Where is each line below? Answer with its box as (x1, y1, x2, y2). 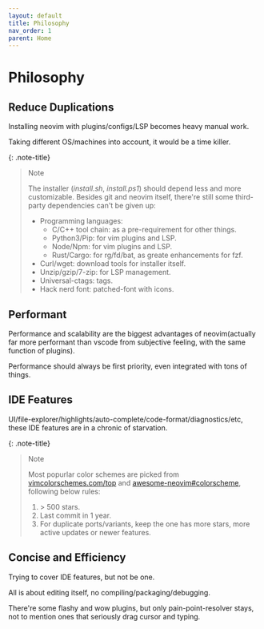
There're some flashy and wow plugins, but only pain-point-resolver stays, (8, 603, 254, 613)
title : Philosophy (8, 19, 70, 27)
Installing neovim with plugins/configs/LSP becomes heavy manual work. (8, 122, 250, 131)
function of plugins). (8, 346, 75, 356)
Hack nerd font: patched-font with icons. (39, 284, 174, 294)
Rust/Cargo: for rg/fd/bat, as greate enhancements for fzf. (51, 250, 244, 260)
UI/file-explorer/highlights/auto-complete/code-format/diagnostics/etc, (8, 414, 244, 424)
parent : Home (8, 34, 52, 42)
